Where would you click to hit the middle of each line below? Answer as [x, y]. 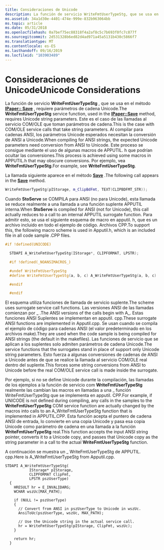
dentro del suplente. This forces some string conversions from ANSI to [75, 365]
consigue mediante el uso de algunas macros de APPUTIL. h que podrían [79, 150]
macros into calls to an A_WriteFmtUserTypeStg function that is [69, 411]
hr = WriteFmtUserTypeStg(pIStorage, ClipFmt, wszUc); [75, 526]
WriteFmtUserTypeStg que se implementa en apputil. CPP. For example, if [79, 396]
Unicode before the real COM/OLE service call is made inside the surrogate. [82, 370]
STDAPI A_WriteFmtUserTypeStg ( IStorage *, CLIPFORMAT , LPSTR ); [74, 253]
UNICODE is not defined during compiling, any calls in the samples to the [79, 400]
